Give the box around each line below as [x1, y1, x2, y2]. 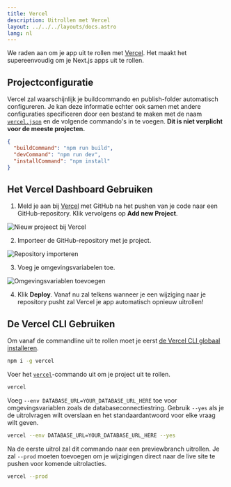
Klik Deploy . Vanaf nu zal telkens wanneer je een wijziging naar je [17, 290, 207, 299]
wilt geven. [7, 418, 39, 426]
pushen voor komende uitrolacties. [7, 459, 107, 467]
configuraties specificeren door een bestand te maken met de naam [7, 110, 202, 119]
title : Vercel [7, 10, 49, 17]
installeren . [7, 344, 40, 352]
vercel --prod [7, 472, 49, 480]
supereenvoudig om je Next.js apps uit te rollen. [7, 57, 145, 65]
